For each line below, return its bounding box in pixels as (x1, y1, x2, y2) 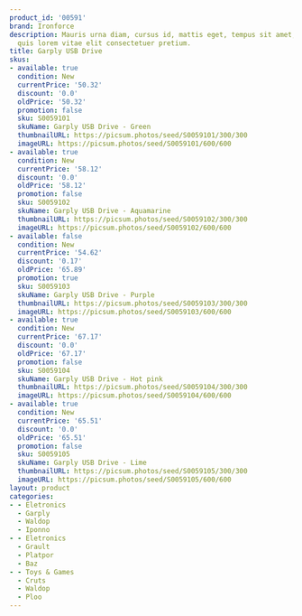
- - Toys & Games (9, 567, 75, 576)
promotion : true (17, 274, 78, 283)
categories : (9, 491, 54, 501)
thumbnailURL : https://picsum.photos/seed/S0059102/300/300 (17, 214, 248, 224)
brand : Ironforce (9, 22, 75, 31)
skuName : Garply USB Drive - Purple (17, 290, 155, 299)
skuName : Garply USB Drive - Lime (17, 458, 147, 468)
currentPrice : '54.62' (17, 248, 103, 257)
